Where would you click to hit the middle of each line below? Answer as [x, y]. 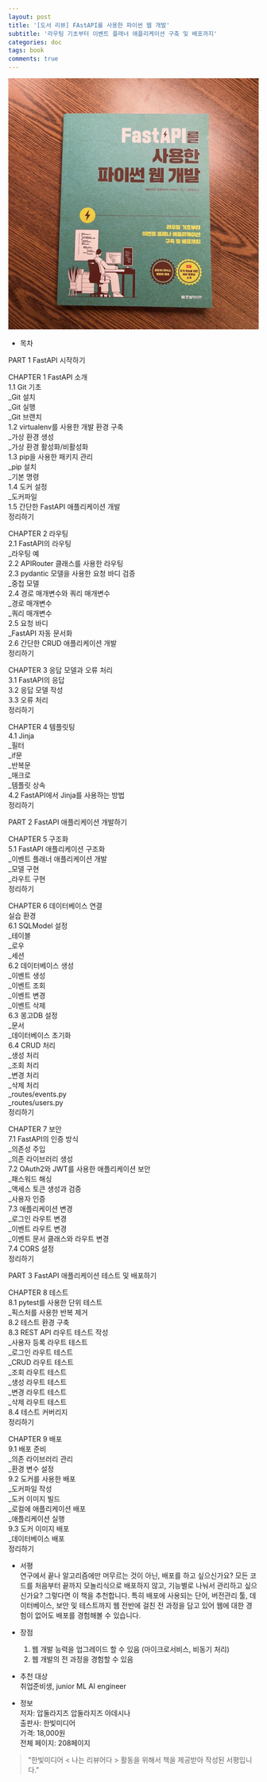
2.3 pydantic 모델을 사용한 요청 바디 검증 [72, 573]
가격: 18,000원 [43, 1733]
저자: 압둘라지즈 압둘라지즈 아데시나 [75, 1713]
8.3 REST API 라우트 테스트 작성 [58, 1332]
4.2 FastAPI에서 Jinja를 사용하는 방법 [66, 795]
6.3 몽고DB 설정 [33, 1015]
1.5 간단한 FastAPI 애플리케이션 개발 [64, 507]
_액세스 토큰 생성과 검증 [45, 1189]
